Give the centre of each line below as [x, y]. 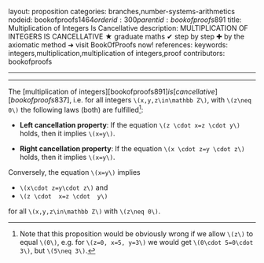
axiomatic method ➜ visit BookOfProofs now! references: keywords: [118, 45]
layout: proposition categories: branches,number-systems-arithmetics [122, 11]
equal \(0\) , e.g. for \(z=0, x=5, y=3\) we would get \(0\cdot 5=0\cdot [136, 242]
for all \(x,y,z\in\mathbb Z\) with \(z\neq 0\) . [84, 211]
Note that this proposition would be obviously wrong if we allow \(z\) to [136, 233]
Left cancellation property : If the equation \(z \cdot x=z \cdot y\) [130, 124]
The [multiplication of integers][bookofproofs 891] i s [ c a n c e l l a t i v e [112, 91]
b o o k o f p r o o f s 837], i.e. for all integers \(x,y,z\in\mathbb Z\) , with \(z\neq [131, 100]
